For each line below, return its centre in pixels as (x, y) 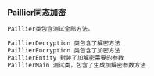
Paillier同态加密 (37, 12)
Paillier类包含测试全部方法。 (51, 29)
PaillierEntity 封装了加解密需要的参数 (66, 58)
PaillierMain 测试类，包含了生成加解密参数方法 (77, 65)
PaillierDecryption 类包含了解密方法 (64, 43)
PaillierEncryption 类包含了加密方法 (64, 51)
